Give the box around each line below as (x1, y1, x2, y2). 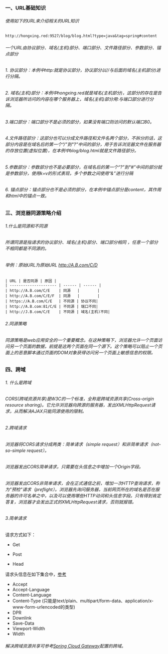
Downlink (12, 615, 32, 621)
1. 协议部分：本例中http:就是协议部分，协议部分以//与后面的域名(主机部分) (5, 67, 157, 73)
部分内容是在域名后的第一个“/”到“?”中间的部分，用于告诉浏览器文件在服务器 (5, 141, 161, 148)
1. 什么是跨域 (5, 379, 31, 385)
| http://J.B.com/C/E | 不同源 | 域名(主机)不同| (5, 309, 111, 315)
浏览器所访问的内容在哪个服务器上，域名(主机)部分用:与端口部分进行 (9, 96, 150, 102)
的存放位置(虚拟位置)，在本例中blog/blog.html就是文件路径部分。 (5, 148, 139, 154)
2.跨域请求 (5, 425, 27, 431)
